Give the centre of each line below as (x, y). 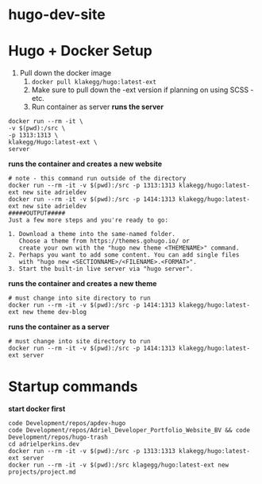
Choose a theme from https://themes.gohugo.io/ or (104, 241)
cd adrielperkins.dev (44, 444)
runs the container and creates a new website (85, 164)
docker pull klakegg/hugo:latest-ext (94, 82)
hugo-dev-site (57, 15)
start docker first (37, 409)
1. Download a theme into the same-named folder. (92, 234)
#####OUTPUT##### (37, 213)
